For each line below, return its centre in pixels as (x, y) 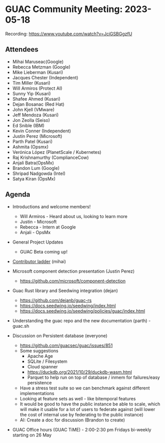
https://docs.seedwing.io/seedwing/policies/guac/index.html (82, 311)
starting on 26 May (32, 435)
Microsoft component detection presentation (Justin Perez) (73, 271)
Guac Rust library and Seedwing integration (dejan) (65, 290)
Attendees (22, 49)
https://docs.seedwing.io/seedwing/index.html (68, 305)
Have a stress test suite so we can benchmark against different (85, 388)
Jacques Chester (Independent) (45, 77)
